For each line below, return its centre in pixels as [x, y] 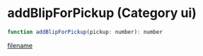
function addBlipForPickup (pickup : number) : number [85, 32]
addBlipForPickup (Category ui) [102, 13]
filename [20, 45]
